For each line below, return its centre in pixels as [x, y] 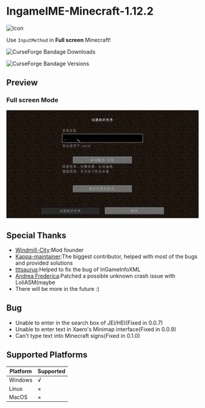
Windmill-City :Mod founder [49, 250]
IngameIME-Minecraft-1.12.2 [80, 11]
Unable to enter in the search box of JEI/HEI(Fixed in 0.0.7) [89, 323]
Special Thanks [36, 235]
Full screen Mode [32, 100]
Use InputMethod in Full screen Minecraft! [59, 40]
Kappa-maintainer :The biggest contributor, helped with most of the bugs [106, 256]
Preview [22, 83]
